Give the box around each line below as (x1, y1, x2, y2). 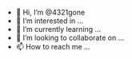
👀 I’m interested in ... (15, 16, 84, 26)
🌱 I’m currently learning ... (15, 25, 102, 33)
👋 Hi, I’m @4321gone (15, 8, 86, 17)
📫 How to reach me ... (15, 42, 90, 51)
